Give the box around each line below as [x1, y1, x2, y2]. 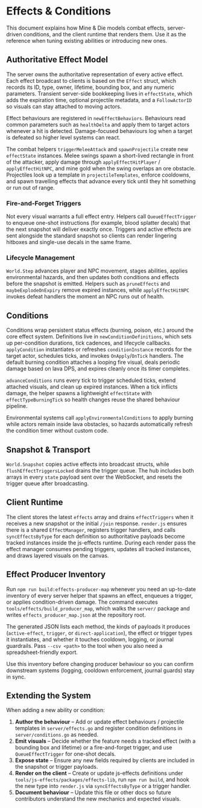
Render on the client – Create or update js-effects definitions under [14, 769, 183, 777]
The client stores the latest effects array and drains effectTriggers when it [6, 513, 194, 520]
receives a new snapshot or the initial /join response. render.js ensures [6, 520, 187, 527]
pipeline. [6, 402, 28, 410]
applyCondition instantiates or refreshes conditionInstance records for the [6, 346, 192, 353]
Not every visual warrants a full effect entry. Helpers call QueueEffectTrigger [6, 213, 197, 220]
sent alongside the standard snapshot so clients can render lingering [6, 232, 177, 239]
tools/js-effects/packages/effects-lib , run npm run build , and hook [14, 776, 189, 783]
